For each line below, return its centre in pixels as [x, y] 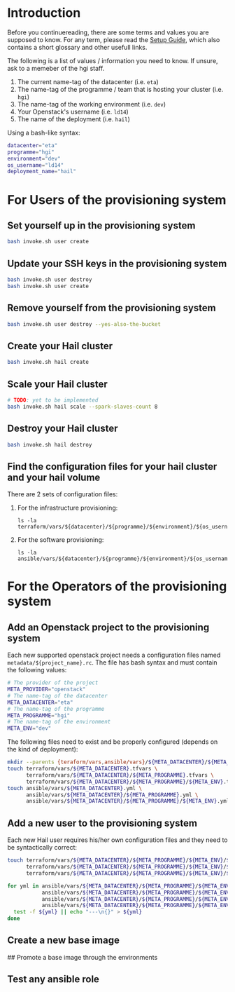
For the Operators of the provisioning [117, 586]
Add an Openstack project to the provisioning [108, 627]
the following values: [37, 670]
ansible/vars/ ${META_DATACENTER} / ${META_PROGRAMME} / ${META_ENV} [121, 801]
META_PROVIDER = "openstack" [47, 689]
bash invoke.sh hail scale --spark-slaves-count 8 [83, 407]
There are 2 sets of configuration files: [63, 494]
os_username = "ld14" [36, 165]
